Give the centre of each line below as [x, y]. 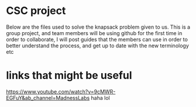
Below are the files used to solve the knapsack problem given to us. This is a [98, 27]
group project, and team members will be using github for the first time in [94, 33]
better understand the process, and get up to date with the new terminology [97, 46]
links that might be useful [69, 76]
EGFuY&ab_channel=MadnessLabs [48, 98]
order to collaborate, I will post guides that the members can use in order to [97, 39]
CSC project [36, 11]
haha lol [100, 98]
